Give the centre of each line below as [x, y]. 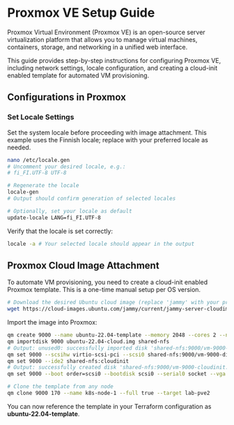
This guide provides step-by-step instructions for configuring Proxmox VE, [114, 60]
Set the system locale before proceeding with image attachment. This [107, 132]
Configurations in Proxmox [67, 97]
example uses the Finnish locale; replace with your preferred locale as [108, 140]
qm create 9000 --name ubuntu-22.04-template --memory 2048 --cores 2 [112, 335]
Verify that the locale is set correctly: [60, 231]
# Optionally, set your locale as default [70, 211]
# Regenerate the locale [43, 186]
